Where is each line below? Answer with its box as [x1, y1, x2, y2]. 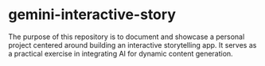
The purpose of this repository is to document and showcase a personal [8, 32, 245, 41]
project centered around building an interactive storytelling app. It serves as [8, 40, 257, 49]
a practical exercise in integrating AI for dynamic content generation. [8, 49, 233, 58]
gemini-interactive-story [8, 6, 177, 24]
